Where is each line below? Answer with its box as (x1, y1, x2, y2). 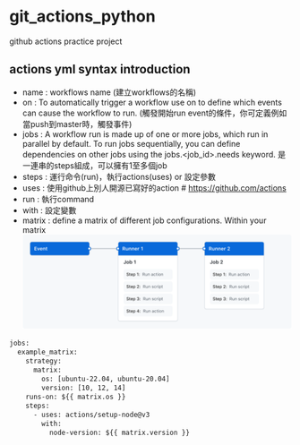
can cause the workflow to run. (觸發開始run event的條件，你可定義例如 (21, 107, 287, 118)
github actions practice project (9, 36, 123, 47)
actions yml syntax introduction (9, 62, 191, 77)
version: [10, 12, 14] (41, 383, 126, 392)
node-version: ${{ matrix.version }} (48, 428, 191, 437)
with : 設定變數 (21, 204, 77, 216)
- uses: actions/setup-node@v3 (32, 410, 150, 419)
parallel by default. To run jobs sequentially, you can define (21, 138, 241, 149)
